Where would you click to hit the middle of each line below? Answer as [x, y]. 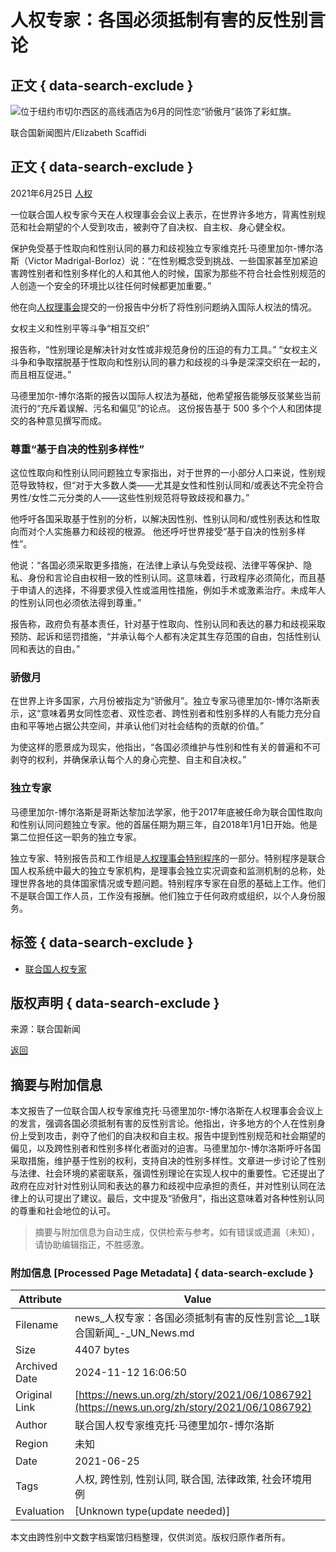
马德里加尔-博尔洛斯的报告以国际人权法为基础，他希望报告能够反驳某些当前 [166, 395]
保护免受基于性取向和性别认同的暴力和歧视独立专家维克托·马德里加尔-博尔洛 [167, 248]
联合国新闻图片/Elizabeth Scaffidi [78, 132]
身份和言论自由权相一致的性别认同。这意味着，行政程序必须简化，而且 [172, 578]
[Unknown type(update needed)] [152, 1511]
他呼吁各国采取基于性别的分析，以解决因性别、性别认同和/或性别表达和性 [161, 519]
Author [31, 1425]
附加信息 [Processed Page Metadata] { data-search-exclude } [162, 1273]
